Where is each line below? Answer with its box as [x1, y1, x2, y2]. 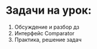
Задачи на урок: [5, 4, 92, 17]
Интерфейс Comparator [14, 29, 75, 36]
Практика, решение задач [14, 36, 82, 43]
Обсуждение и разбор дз [14, 23, 80, 30]
